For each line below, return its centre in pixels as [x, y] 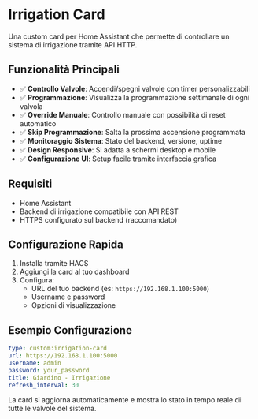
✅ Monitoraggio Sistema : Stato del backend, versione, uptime [121, 140]
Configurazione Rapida [66, 244]
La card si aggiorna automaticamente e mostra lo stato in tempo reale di [125, 400]
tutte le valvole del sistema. [52, 409]
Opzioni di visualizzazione [74, 305]
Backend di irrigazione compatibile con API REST [99, 211]
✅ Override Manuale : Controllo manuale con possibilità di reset [122, 114]
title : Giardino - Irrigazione [59, 378]
